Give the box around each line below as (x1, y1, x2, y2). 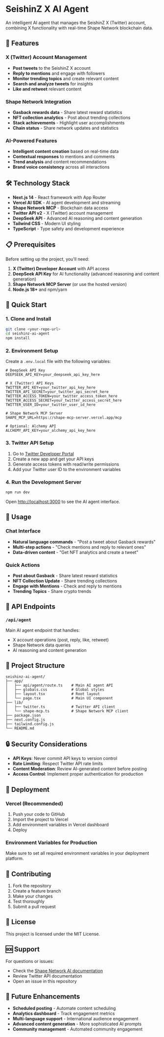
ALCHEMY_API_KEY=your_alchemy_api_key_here (5, 428, 96, 433)
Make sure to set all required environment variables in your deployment (5, 850, 149, 856)
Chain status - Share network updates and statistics (12, 125, 119, 131)
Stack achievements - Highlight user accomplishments (12, 119, 125, 126)
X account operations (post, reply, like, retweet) (12, 637, 109, 643)
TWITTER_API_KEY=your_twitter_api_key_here (5, 385, 96, 390)
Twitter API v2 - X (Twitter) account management (12, 210, 113, 216)
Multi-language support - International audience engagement (12, 1016, 139, 1022)
